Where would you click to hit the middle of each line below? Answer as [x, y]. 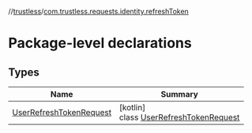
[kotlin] [132, 107]
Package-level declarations [100, 43]
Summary [180, 94]
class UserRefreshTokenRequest [179, 117]
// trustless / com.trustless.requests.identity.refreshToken [99, 11]
